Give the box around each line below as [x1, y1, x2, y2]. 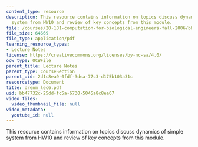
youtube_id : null [11, 112, 54, 118]
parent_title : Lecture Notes [6, 63, 78, 69]
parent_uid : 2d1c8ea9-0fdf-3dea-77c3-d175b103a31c [6, 74, 133, 80]
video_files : [6, 95, 38, 101]
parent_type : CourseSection [6, 69, 75, 74]
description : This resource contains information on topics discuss [6, 14, 178, 20]
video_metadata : [6, 107, 46, 112]
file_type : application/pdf [6, 36, 75, 42]
